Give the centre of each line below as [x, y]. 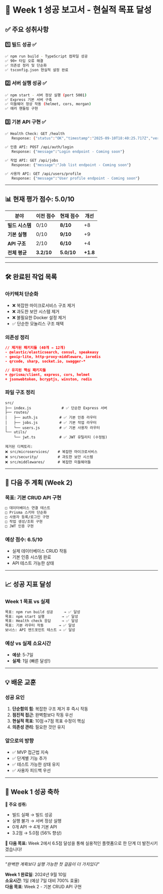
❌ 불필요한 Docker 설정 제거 [39, 317]
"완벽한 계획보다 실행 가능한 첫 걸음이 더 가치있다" [52, 864]
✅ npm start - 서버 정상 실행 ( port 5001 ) [46, 95]
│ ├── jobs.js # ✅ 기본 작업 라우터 [51, 422]
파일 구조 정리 [20, 392]
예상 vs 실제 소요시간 [28, 643]
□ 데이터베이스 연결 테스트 [28, 508]
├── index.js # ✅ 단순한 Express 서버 [56, 408]
